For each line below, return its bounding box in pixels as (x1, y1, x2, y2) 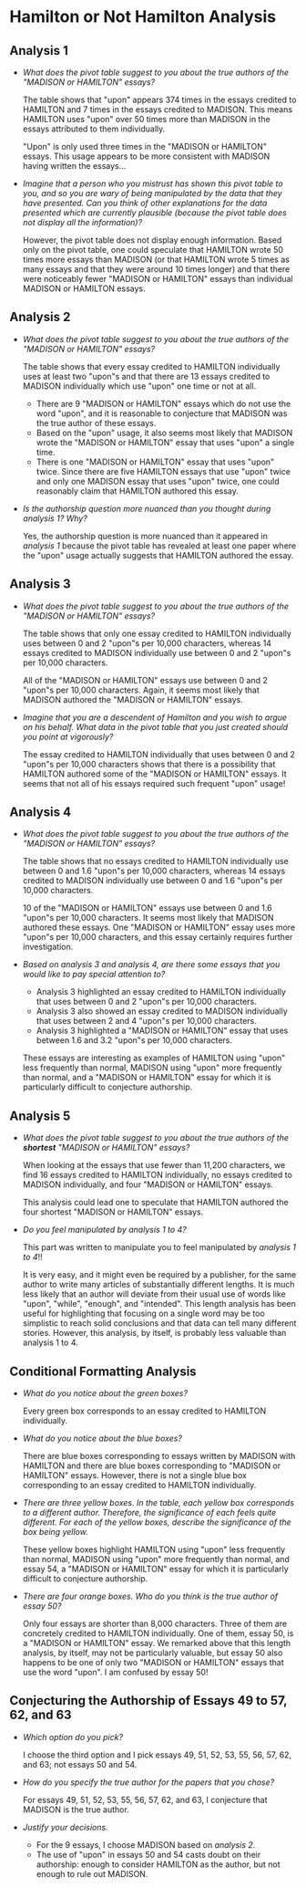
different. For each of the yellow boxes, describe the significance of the (22, 1517, 291, 1528)
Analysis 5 (9, 1108, 71, 1123)
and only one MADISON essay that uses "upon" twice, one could (36, 475, 280, 486)
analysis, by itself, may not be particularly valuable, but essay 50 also (22, 1647, 283, 1658)
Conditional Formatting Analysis (9, 1363, 198, 1379)
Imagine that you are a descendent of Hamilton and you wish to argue (22, 712, 288, 723)
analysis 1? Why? (22, 513, 88, 524)
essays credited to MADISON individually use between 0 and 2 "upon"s (22, 647, 291, 658)
